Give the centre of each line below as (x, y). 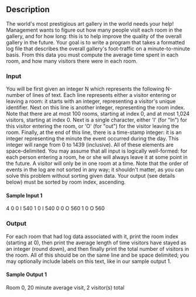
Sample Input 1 (24, 195)
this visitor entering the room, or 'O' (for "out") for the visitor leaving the (93, 126)
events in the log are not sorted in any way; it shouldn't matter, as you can (95, 170)
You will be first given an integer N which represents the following (85, 89)
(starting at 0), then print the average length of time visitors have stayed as (96, 243)
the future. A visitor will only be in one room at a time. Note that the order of (97, 164)
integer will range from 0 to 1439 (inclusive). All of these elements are (90, 145)
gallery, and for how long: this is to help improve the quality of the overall (94, 36)
